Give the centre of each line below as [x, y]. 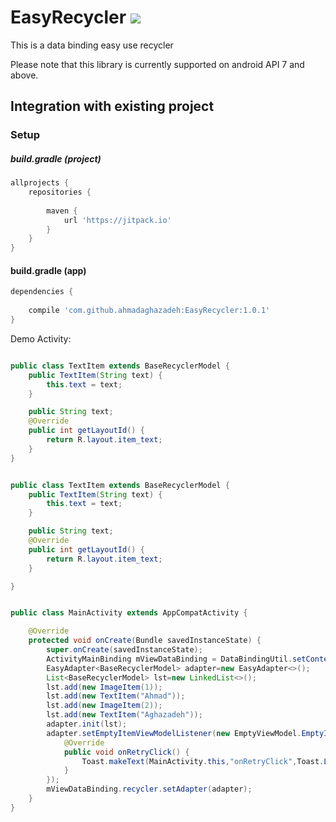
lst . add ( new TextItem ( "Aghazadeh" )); [124, 715]
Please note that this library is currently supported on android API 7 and [157, 64]
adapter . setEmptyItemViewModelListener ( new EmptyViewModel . [174, 733]
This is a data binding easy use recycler [92, 45]
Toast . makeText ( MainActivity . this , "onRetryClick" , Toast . [203, 761]
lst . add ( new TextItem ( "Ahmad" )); [116, 696]
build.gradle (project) [56, 158]
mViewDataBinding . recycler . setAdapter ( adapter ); [149, 789]
